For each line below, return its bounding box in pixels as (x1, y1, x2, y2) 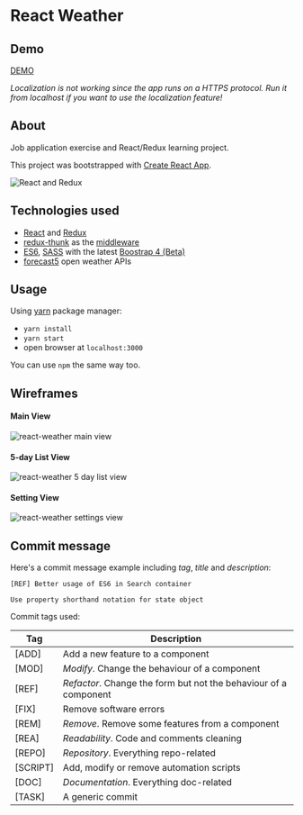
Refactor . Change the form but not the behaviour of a (62, 677, 287, 690)
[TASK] (14, 791, 46, 803)
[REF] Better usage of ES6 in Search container (10, 580, 192, 589)
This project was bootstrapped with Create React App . (10, 159, 212, 170)
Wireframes (10, 385, 79, 401)
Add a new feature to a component (62, 647, 209, 660)
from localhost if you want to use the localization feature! (10, 92, 223, 103)
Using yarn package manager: (10, 305, 122, 316)
